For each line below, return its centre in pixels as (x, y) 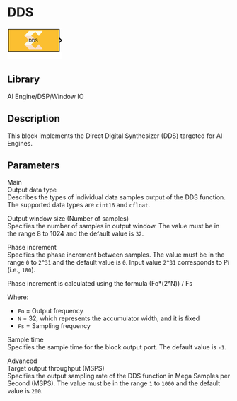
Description (34, 118)
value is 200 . (25, 391)
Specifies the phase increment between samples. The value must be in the (116, 255)
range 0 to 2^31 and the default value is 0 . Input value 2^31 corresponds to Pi (118, 262)
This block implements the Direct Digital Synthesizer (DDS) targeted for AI (115, 136)
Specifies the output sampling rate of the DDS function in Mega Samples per (119, 376)
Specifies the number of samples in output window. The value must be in (114, 226)
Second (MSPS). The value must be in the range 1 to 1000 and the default (114, 383)
